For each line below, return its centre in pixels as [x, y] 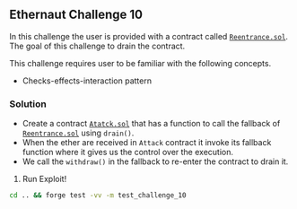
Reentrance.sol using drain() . [78, 133]
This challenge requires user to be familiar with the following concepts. [140, 63]
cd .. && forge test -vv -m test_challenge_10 [98, 196]
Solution [28, 104]
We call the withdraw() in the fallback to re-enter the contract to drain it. [155, 161]
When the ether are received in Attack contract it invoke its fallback [147, 143]
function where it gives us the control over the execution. [128, 152]
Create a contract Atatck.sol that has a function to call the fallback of [151, 124]
